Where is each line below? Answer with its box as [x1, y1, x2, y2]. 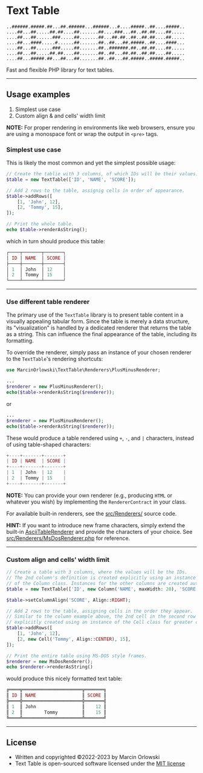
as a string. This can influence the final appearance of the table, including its [6, 331, 197, 338]
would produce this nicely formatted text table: [6, 675, 123, 683]
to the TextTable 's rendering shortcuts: [6, 356, 103, 363]
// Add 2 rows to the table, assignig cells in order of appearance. [6, 187, 185, 194]
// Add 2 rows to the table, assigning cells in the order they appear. [6, 608, 193, 614]
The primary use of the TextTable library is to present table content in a [6, 311, 184, 319]
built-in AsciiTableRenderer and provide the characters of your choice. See [6, 528, 193, 535]
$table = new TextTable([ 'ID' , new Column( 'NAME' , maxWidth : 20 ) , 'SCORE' [6, 586, 199, 592]
